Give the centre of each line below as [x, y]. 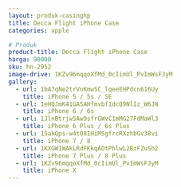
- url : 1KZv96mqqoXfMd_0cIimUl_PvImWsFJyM [87, 163]
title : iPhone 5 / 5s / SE [67, 96]
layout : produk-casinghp [49, 16]
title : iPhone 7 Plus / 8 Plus [75, 156]
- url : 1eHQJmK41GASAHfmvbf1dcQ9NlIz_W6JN [87, 104]
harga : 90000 [30, 60]
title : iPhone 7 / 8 [57, 141]
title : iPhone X [50, 171]
